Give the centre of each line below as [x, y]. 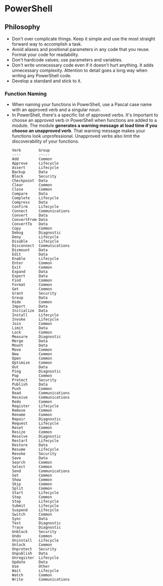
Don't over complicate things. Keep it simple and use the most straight [83, 39]
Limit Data [30, 328]
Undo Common [32, 536]
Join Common [32, 324]
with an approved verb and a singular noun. [56, 110]
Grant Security [34, 293]
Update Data [30, 562]
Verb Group [31, 151]
